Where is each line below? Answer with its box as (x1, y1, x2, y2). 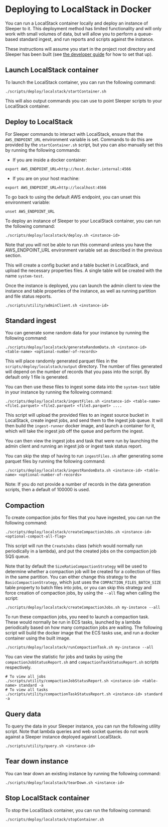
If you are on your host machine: (12, 175, 80, 181)
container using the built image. (5, 635, 71, 641)
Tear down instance (5, 757, 69, 766)
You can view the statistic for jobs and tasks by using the (5, 654, 123, 660)
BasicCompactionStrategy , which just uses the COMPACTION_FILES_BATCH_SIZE (5, 579, 161, 585)
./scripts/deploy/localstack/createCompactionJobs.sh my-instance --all (5, 605, 160, 610)
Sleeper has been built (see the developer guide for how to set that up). (5, 51, 153, 57)
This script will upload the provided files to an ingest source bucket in (5, 412, 149, 418)
